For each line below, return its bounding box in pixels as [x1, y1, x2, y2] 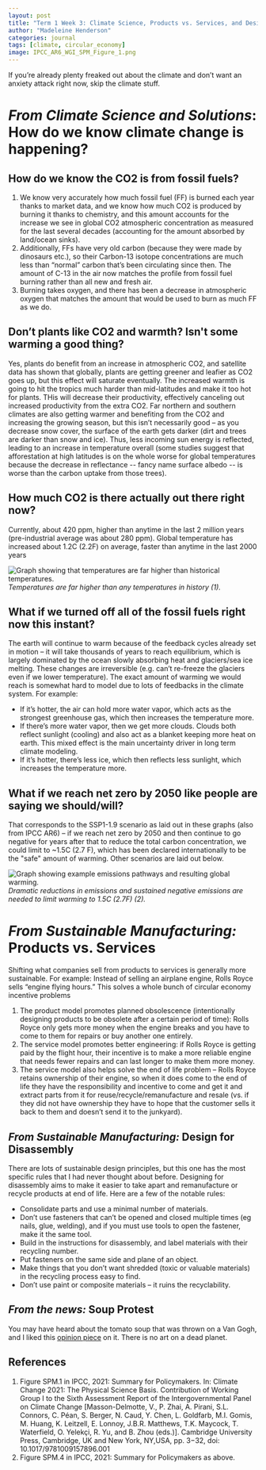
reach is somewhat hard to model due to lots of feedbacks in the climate [8, 681, 244, 690]
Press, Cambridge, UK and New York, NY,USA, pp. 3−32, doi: [19, 1435, 220, 1445]
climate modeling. [19, 747, 78, 756]
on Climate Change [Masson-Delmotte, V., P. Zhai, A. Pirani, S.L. [19, 1402, 230, 1411]
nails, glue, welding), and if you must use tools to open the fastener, [19, 1221, 241, 1230]
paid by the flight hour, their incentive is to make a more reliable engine [19, 1048, 252, 1057]
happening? [8, 140, 89, 159]
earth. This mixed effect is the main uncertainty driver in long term [19, 739, 236, 748]
